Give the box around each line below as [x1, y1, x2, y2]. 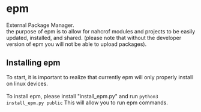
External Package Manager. [6, 21, 74, 29]
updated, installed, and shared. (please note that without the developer [6, 34, 182, 41]
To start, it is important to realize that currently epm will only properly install [6, 73, 193, 80]
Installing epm [6, 58, 61, 68]
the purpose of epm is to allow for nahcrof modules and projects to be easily [6, 27, 196, 35]
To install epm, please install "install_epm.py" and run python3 [6, 92, 158, 99]
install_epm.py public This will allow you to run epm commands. [6, 99, 168, 106]
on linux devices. [6, 80, 48, 87]
